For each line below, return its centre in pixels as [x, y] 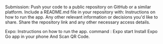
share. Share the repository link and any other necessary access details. [78, 22]
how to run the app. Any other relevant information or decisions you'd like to [81, 17]
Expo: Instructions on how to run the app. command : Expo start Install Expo [81, 31]
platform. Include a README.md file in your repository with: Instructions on [80, 12]
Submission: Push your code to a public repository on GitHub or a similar [78, 7]
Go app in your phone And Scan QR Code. [48, 36]
